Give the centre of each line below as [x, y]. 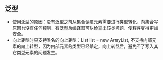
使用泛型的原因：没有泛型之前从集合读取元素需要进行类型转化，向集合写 [85, 22]
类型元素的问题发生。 [38, 52]
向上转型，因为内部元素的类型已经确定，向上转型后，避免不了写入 [87, 46]
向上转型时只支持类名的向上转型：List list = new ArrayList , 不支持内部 [82, 40]
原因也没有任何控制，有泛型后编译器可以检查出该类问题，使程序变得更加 [85, 28]
